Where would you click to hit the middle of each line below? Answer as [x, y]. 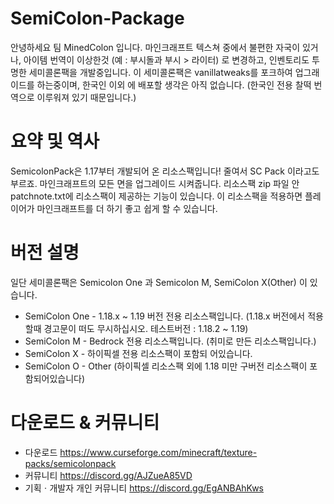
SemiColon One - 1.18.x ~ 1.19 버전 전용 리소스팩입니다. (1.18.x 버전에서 [165, 316]
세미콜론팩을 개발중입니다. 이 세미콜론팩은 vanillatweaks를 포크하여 [160, 72]
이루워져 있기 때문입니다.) [86, 97]
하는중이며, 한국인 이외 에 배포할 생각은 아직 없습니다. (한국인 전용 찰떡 [174, 84]
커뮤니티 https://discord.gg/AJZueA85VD [108, 475]
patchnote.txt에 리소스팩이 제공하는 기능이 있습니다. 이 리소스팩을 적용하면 [156, 196]
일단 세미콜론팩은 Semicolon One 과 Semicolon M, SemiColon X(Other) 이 [159, 282]
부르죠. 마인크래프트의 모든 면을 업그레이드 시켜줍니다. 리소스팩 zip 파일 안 [155, 183]
